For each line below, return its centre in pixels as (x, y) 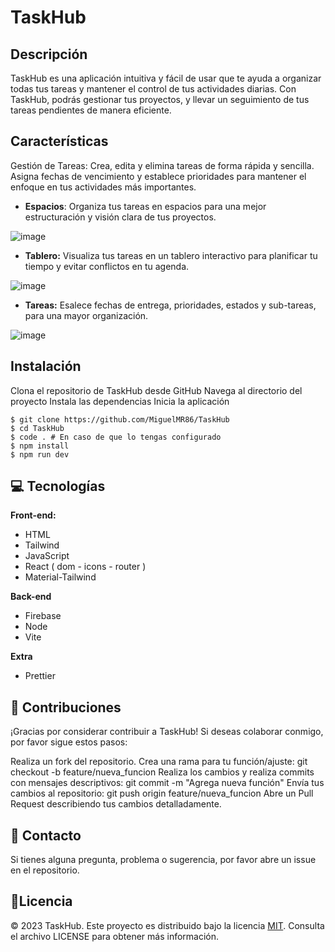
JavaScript (47, 556)
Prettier (40, 676)
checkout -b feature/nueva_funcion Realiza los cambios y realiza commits (162, 772)
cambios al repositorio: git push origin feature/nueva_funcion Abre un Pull (162, 793)
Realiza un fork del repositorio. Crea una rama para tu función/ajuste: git (159, 762)
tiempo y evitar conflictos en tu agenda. (107, 266)
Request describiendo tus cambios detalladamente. (116, 804)
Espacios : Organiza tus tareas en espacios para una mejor (145, 206)
